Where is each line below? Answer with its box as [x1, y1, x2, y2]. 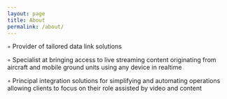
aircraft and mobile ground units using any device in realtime [7, 63, 182, 72]
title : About [7, 17, 46, 24]
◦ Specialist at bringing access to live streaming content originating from [7, 56, 216, 64]
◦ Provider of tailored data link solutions [7, 43, 123, 51]
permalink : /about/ [7, 23, 64, 30]
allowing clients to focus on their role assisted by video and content [7, 84, 202, 93]
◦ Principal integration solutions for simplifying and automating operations [7, 77, 221, 85]
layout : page [7, 10, 46, 17]
